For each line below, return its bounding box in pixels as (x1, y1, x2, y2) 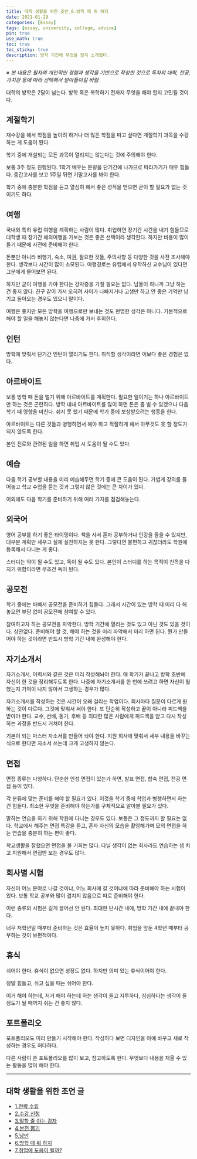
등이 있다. (12, 782, 35, 789)
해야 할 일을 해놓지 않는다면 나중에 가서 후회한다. (6, 315, 117, 322)
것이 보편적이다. (21, 932, 58, 939)
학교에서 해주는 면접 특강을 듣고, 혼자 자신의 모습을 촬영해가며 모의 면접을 (13, 822, 181, 829)
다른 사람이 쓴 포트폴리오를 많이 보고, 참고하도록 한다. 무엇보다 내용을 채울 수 (6, 1055, 181, 1062)
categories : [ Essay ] (6, 19, 57, 25)
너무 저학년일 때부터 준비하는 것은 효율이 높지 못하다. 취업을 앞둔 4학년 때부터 (6, 924, 183, 931)
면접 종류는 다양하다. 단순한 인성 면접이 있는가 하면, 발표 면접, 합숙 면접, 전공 (6, 775, 181, 782)
